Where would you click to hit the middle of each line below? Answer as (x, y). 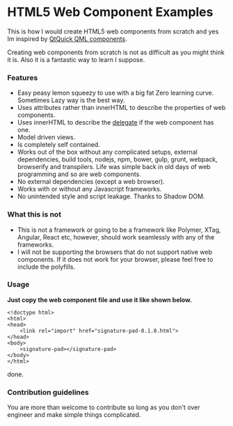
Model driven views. (46, 137)
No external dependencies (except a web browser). (91, 182)
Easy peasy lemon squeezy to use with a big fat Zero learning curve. (115, 93)
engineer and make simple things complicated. (74, 415)
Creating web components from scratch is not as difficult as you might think (116, 52)
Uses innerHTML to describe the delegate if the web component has (115, 123)
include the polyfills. (46, 267)
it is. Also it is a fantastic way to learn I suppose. (76, 59)
